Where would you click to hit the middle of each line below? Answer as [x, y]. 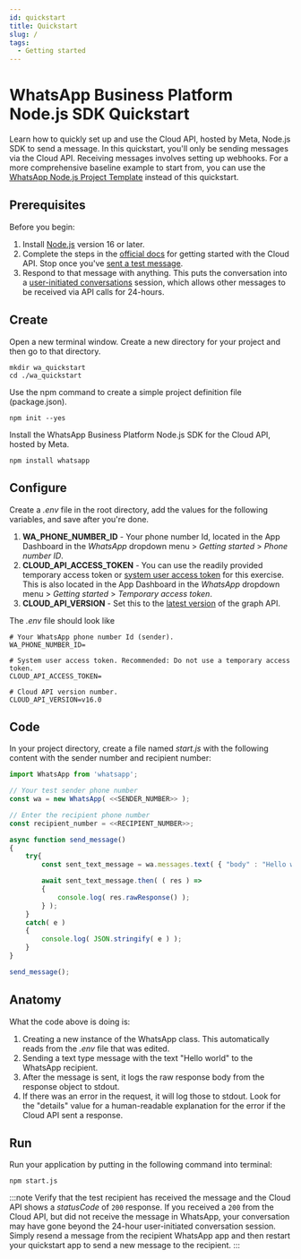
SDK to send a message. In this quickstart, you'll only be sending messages [149, 149]
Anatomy [35, 1000]
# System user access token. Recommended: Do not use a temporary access [150, 660]
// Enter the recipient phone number [80, 815]
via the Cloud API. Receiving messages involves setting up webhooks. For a [149, 159]
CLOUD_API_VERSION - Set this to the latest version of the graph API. [151, 603]
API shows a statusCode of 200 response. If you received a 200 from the [142, 1207]
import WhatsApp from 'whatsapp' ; [74, 775]
